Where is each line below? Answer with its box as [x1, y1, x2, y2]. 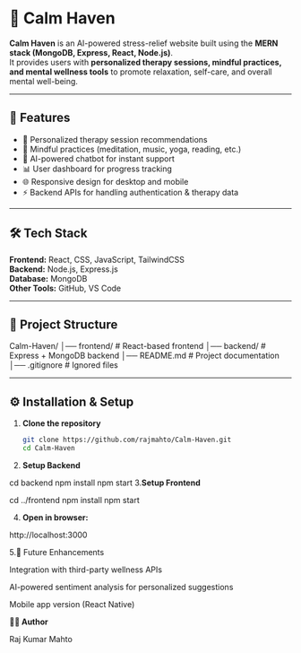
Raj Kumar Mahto [9, 633, 73, 644]
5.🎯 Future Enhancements [9, 546, 105, 557]
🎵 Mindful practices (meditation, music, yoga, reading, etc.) [21, 144, 242, 154]
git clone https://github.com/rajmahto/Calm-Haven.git [21, 435, 232, 445]
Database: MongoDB [9, 273, 88, 283]
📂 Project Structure [9, 317, 118, 332]
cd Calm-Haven [21, 444, 75, 453]
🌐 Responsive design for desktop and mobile [21, 176, 189, 187]
